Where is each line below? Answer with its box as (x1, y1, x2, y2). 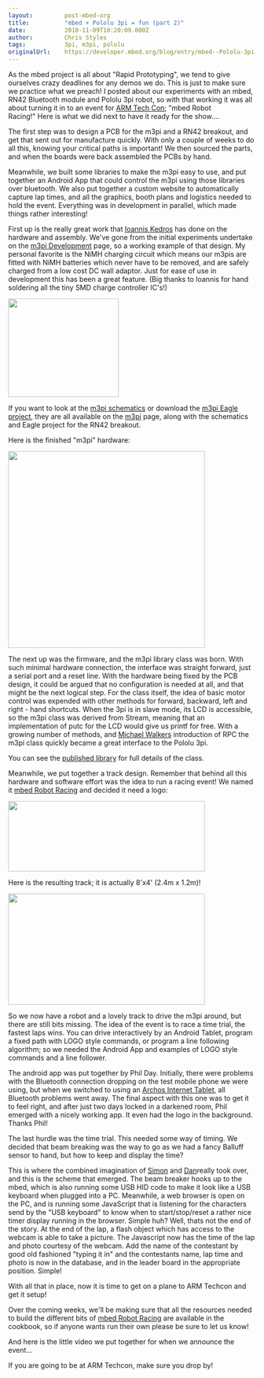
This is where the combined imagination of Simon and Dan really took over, (8, 1166, 249, 1175)
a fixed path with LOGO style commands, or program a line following (8, 1036, 229, 1046)
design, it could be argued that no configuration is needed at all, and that (8, 680, 244, 689)
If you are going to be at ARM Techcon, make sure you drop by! (8, 1361, 214, 1370)
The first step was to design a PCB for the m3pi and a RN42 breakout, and (8, 127, 249, 136)
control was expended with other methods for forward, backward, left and (8, 696, 247, 706)
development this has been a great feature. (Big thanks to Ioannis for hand (8, 275, 249, 283)
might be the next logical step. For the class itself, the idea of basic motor (8, 688, 246, 697)
